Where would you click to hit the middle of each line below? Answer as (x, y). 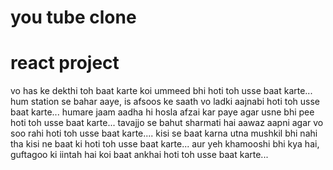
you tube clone (73, 17)
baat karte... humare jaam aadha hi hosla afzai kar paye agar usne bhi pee (162, 112)
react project (65, 63)
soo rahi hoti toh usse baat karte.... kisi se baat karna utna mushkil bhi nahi (164, 133)
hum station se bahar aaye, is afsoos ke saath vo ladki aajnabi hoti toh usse (165, 102)
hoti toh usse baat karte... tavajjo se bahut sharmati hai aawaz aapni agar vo (167, 123)
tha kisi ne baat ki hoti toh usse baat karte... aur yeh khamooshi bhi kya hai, (165, 144)
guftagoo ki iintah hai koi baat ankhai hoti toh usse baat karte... (139, 155)
